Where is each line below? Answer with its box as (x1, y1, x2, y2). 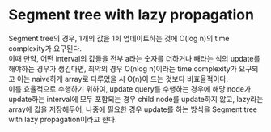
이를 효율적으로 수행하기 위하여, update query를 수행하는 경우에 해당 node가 (8, 83, 252, 94)
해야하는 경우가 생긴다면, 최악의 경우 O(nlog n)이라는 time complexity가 (8, 63, 237, 74)
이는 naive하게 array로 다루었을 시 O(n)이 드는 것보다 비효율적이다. (16, 74, 229, 83)
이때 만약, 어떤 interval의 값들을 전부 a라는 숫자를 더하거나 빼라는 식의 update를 (8, 53, 260, 63)
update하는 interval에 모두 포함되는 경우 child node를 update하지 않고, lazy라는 (8, 94, 264, 104)
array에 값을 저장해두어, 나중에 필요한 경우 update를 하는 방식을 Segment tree (8, 104, 257, 114)
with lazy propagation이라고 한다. (8, 114, 117, 124)
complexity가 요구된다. (8, 43, 83, 53)
